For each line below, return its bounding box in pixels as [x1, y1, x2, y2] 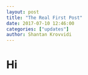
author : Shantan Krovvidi [6, 32, 72, 38]
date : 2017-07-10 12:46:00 [6, 20, 75, 26]
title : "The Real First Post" [6, 15, 83, 21]
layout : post [6, 9, 39, 15]
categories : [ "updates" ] [6, 26, 69, 32]
